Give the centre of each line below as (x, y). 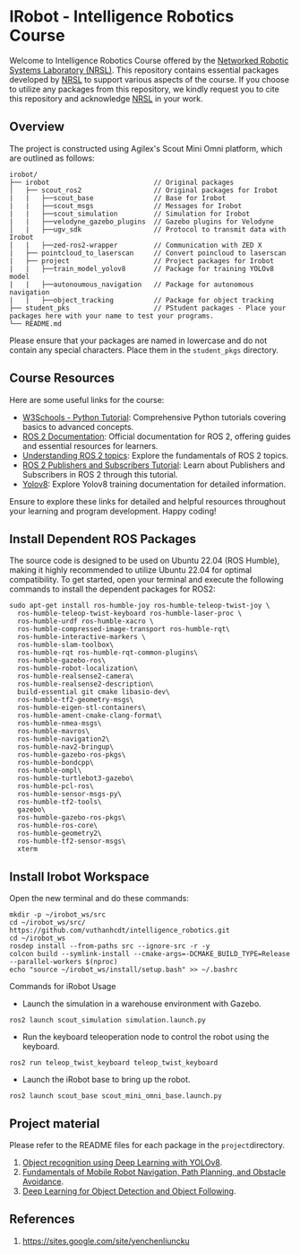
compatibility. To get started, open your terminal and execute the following (146, 580)
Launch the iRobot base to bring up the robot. (106, 1080)
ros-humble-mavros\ (54, 732)
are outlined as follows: (52, 158)
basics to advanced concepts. (78, 426)
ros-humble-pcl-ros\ (56, 786)
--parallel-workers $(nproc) (64, 962)
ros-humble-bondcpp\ (56, 763)
